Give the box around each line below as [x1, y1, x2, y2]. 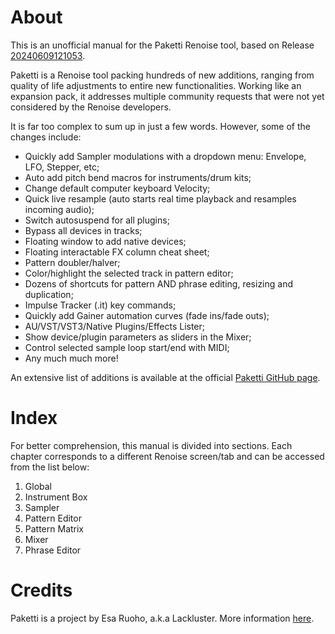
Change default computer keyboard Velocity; [24, 182, 211, 194]
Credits [10, 579, 73, 602]
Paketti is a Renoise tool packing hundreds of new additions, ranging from [10, 69, 315, 81]
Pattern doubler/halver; [24, 256, 121, 268]
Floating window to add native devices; [24, 235, 187, 247]
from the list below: [10, 461, 90, 473]
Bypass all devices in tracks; [24, 224, 143, 236]
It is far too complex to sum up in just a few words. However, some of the [10, 120, 311, 132]
